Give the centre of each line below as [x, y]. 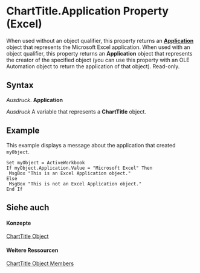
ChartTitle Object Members [40, 263]
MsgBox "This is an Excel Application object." [70, 173]
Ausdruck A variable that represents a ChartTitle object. [76, 111]
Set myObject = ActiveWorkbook [46, 162]
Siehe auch [28, 207]
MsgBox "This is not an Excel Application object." [75, 184]
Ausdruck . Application [35, 100]
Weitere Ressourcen [32, 250]
